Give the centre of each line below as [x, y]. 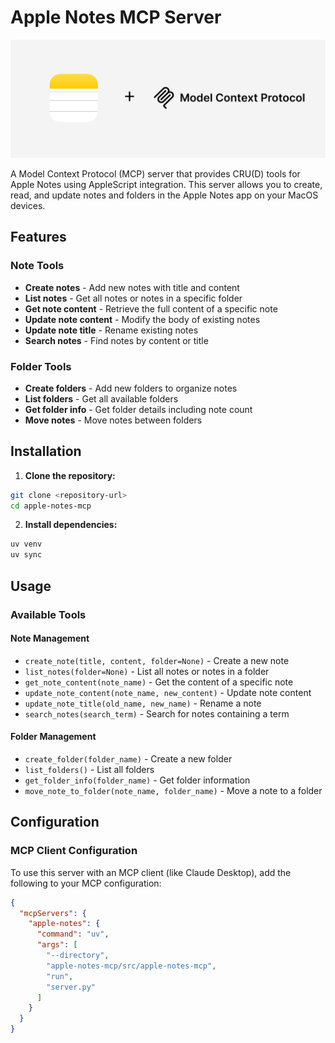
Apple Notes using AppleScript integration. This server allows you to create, [166, 184]
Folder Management [53, 737]
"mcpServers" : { [53, 913]
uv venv [26, 544]
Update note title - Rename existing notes [111, 330]
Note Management [50, 638]
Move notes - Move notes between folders [113, 420]
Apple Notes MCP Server [116, 17]
